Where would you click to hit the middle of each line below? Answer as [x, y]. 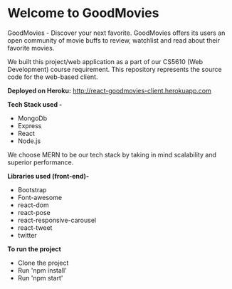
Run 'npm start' [40, 278]
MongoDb [32, 118]
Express [30, 125]
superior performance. [41, 162]
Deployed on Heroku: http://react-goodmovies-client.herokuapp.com [109, 90]
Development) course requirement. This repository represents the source [115, 69]
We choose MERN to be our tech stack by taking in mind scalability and [112, 154]
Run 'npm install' [42, 270]
